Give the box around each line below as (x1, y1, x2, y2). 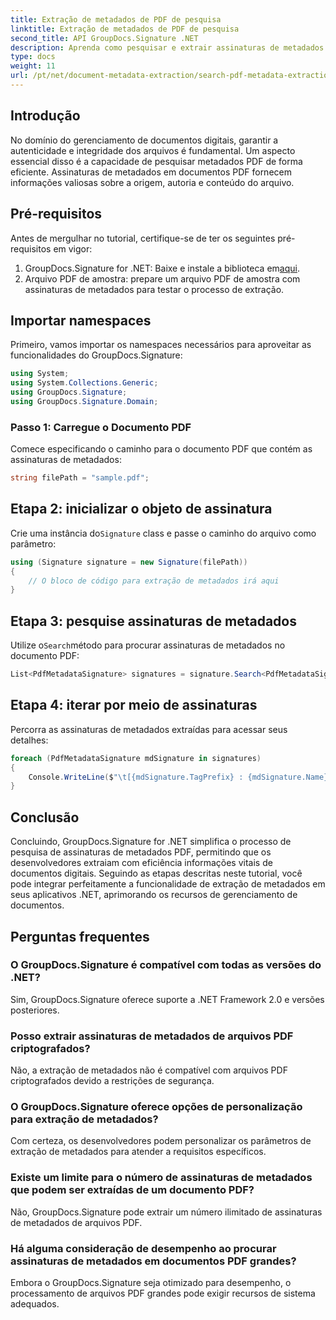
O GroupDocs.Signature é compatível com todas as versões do (10, 958, 322, 972)
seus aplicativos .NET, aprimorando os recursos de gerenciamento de (10, 889, 298, 901)
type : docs (10, 52, 56, 62)
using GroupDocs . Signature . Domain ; (10, 396, 159, 406)
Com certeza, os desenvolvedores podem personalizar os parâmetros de (10, 1135, 312, 1147)
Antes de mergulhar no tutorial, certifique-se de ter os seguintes (10, 232, 276, 244)
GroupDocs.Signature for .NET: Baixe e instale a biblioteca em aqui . (24, 262, 300, 274)
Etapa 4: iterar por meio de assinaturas (10, 697, 258, 714)
